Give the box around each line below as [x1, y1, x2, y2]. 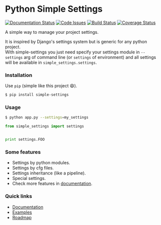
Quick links [5, 193, 33, 200]
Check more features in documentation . [12, 180, 92, 187]
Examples [12, 209, 32, 215]
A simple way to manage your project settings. [5, 29, 99, 35]
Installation [5, 72, 33, 78]
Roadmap [12, 214, 32, 220]
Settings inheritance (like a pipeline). [12, 170, 86, 176]
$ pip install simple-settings [5, 92, 69, 98]
